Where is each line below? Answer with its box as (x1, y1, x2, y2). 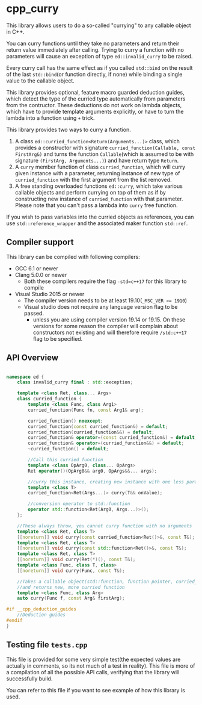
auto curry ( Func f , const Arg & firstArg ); (17, 595, 125, 601)
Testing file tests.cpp (6, 640, 88, 650)
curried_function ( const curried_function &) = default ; (28, 423, 168, 429)
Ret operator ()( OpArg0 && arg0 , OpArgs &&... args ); (28, 468, 158, 474)
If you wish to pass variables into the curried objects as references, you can (6, 213, 194, 220)
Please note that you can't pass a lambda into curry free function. (14, 201, 179, 209)
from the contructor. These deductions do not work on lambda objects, (6, 101, 182, 108)
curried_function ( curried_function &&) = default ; (28, 429, 155, 435)
